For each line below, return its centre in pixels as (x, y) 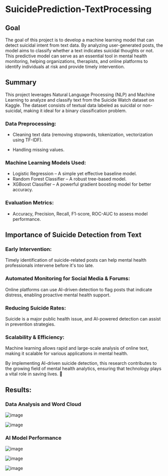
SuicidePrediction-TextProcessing (78, 9)
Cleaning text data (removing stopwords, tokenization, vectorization (83, 135)
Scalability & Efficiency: (35, 337)
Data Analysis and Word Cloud (43, 404)
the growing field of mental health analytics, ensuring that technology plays (83, 369)
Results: (18, 390)
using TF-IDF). (27, 140)
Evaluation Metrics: (30, 203)
